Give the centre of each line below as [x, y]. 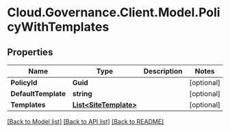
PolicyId [24, 83]
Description [163, 71]
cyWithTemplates [58, 27]
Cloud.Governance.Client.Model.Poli [114, 13]
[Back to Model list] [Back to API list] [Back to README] [86, 121]
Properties [30, 52]
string [82, 94]
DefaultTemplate [38, 94]
